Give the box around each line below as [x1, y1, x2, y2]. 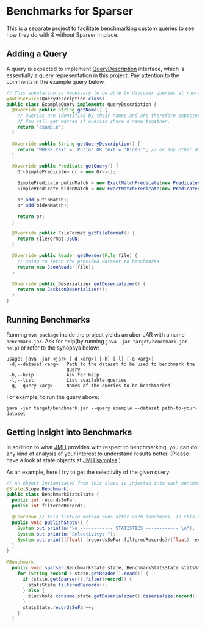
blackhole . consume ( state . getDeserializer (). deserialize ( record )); [28, 593, 201, 599]
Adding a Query [6, 49, 68, 59]
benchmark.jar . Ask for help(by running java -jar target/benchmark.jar [6, 337, 188, 345]
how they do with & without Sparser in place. [6, 31, 119, 38]
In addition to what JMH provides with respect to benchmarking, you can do [6, 443, 198, 450]
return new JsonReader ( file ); [17, 264, 95, 270]
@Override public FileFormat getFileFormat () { [12, 230, 135, 236]
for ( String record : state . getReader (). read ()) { [17, 570, 149, 577]
